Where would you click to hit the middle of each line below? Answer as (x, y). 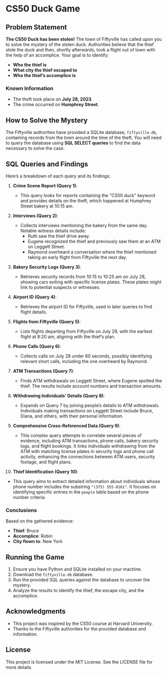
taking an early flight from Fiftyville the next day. (78, 257)
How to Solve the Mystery (47, 120)
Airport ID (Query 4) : (35, 297)
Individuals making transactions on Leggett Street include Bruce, (87, 410)
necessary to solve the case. (35, 148)
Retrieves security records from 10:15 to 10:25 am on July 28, (83, 276)
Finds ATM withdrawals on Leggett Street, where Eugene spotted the (91, 380)
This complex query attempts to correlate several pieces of (81, 435)
